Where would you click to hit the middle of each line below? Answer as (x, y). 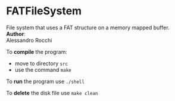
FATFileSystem (44, 11)
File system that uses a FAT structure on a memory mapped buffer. (88, 27)
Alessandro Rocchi (29, 40)
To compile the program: (37, 51)
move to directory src (41, 63)
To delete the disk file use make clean (52, 93)
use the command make (43, 69)
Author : (16, 33)
